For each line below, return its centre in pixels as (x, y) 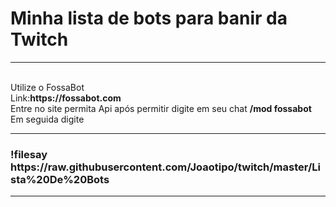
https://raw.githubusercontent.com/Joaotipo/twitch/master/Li (165, 167)
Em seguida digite (47, 119)
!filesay (29, 154)
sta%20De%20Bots (60, 179)
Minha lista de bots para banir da (149, 18)
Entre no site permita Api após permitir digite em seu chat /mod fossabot (161, 108)
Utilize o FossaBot (47, 87)
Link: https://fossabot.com (66, 98)
